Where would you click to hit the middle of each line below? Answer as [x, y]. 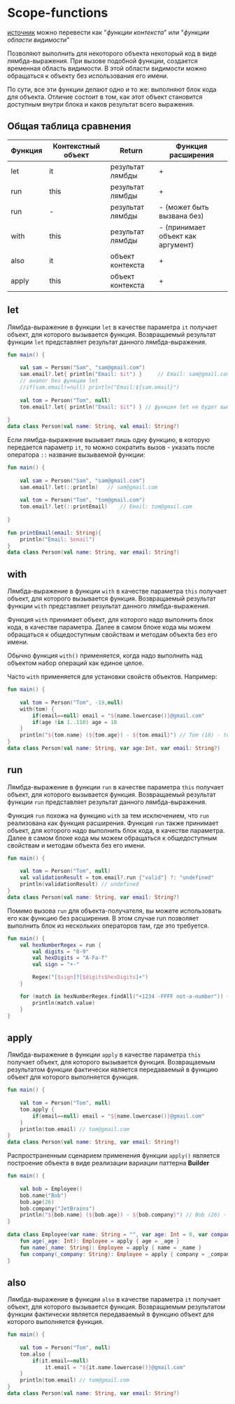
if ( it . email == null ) [61, 1360]
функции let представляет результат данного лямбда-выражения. [107, 342]
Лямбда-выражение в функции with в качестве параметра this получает [117, 591]
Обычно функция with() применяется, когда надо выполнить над [105, 656]
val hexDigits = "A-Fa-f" [70, 958]
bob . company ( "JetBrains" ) [58, 1208]
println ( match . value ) [64, 1003]
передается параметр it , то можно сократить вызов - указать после [111, 448]
